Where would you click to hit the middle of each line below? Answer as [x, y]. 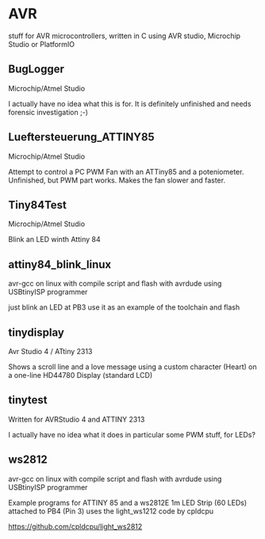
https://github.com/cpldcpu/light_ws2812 [75, 526]
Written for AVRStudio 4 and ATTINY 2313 [77, 419]
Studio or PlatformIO [42, 44]
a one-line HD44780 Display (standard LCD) [81, 375]
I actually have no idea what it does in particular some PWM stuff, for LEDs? [132, 434]
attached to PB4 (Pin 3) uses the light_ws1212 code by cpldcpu [111, 511]
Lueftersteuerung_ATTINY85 [81, 137]
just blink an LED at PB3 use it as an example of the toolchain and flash [124, 307]
